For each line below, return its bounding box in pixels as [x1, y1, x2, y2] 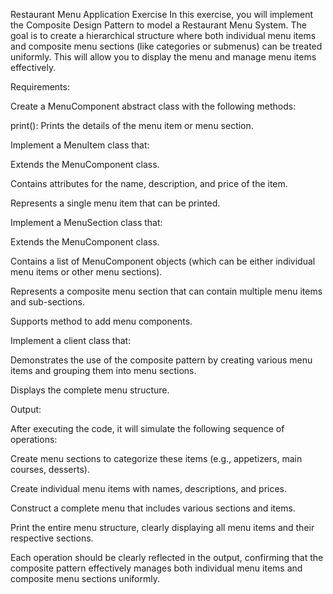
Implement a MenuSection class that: [10, 217, 163, 228]
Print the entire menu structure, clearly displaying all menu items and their [10, 522, 315, 533]
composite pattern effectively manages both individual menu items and [10, 562, 303, 574]
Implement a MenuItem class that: [10, 139, 150, 151]
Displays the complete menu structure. [10, 384, 170, 396]
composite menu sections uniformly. [10, 573, 160, 584]
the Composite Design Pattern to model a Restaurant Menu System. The [10, 19, 307, 31]
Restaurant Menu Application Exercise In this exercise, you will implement [10, 9, 313, 20]
